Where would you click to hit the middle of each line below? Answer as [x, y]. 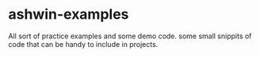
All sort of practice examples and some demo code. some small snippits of [130, 36]
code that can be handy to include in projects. [83, 44]
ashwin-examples [69, 14]
